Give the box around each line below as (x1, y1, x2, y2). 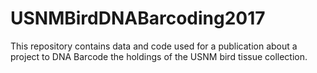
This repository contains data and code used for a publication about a (10, 40, 298, 52)
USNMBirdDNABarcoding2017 (10, 7, 266, 30)
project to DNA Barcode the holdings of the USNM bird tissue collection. (10, 50, 308, 62)
